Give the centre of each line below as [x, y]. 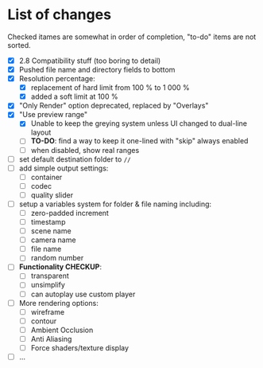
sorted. [19, 45]
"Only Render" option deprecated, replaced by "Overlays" [114, 106]
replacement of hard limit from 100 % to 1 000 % [110, 88]
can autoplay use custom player [83, 294]
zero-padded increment [70, 213]
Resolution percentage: [57, 79]
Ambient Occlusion [62, 330]
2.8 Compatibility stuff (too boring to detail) [90, 61]
